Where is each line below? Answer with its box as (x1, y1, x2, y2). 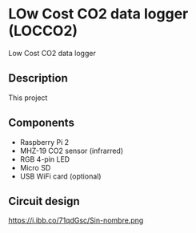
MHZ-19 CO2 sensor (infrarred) (19, 146, 124, 155)
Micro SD (19, 163, 51, 172)
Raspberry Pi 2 (19, 137, 70, 147)
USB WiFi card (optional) (19, 171, 102, 181)
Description (8, 71, 68, 85)
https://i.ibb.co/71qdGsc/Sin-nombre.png (8, 215, 144, 225)
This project (8, 93, 48, 102)
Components (8, 116, 74, 130)
